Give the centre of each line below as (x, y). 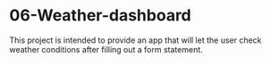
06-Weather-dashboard (101, 16)
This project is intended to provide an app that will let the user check (135, 40)
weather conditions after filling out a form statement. (106, 49)
